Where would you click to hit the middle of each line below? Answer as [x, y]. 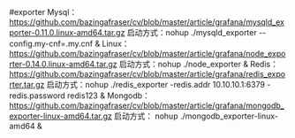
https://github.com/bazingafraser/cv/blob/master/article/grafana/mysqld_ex [147, 22]
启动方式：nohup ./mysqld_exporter [192, 32]
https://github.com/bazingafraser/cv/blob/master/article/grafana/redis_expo [147, 74]
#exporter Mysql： [43, 12]
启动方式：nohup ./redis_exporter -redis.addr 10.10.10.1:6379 [155, 84]
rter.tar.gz [27, 84]
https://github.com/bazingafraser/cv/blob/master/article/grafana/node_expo [147, 54]
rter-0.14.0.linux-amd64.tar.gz [63, 64]
